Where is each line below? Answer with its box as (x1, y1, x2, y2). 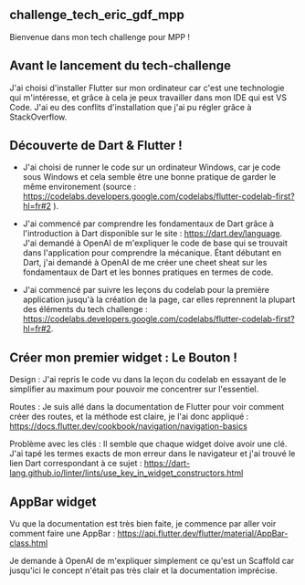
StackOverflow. (9, 111, 68, 122)
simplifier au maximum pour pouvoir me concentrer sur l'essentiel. (9, 383, 259, 395)
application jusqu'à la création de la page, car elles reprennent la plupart (22, 294, 296, 305)
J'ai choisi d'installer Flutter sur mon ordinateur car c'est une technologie (9, 82, 285, 93)
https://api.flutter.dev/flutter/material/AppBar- (117, 528, 289, 539)
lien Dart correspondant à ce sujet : (9, 458, 142, 469)
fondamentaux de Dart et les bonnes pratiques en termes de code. (22, 266, 274, 277)
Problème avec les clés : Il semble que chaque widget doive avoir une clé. (9, 438, 288, 450)
